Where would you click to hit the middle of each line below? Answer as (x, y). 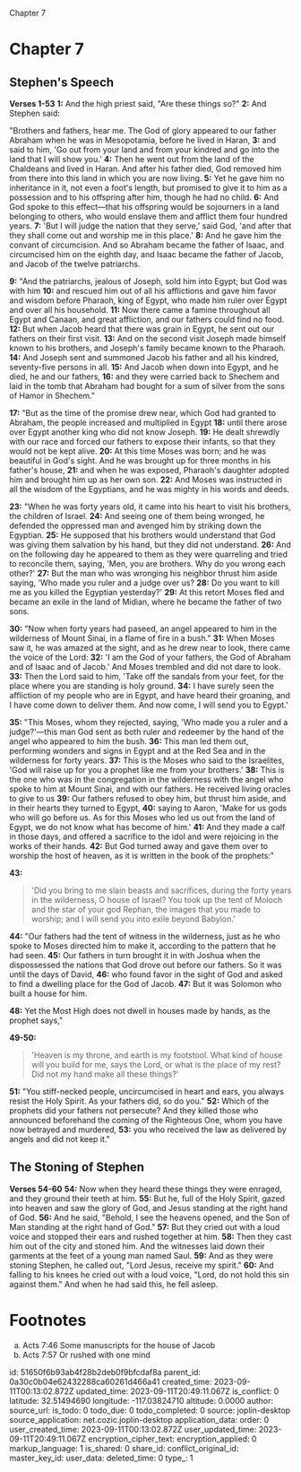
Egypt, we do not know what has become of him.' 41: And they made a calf (147, 827)
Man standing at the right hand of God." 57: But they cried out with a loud (145, 1226)
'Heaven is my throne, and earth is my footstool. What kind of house (157, 1055)
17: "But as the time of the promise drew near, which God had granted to (142, 413)
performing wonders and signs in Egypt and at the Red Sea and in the (138, 751)
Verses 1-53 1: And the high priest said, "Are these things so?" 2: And (138, 104)
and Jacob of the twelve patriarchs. (75, 264)
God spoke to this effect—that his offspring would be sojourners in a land (144, 207)
